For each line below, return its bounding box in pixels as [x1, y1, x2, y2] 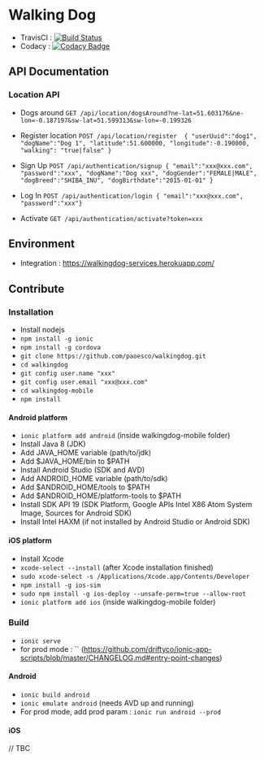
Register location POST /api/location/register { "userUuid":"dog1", [19, 130, 258, 140]
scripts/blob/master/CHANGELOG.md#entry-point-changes [19, 653, 220, 662]
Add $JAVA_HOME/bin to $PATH [19, 457, 130, 467]
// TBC [8, 744, 31, 753]
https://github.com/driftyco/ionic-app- [84, 644, 213, 654]
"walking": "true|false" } [19, 146, 112, 154]
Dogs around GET [19, 107, 77, 117]
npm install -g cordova [19, 344, 102, 352]
